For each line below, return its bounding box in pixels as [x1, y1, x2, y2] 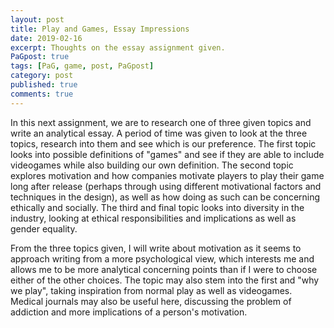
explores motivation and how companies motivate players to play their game [10, 169, 325, 181]
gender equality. [10, 222, 78, 235]
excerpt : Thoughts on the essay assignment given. [10, 42, 226, 53]
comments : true [10, 89, 74, 99]
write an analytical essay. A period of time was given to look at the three [10, 127, 308, 139]
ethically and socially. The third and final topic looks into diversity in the [10, 201, 305, 213]
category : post [10, 71, 74, 81]
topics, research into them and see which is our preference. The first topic [10, 137, 317, 150]
